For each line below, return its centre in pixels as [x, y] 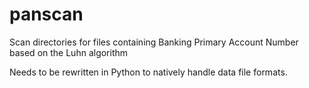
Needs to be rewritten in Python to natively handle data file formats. [148, 72]
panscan [46, 14]
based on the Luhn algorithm [69, 52]
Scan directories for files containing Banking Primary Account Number [154, 42]
